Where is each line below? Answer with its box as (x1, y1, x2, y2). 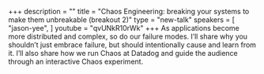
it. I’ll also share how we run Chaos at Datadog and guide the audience (8, 49, 239, 57)
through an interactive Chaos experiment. (8, 57, 144, 66)
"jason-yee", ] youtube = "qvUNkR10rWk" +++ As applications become (8, 24, 239, 32)
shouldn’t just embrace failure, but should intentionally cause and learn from (8, 40, 257, 50)
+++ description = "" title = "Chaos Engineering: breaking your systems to (8, 7, 250, 16)
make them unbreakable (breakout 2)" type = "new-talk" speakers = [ (8, 15, 236, 24)
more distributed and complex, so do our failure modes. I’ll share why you (8, 31, 247, 41)
